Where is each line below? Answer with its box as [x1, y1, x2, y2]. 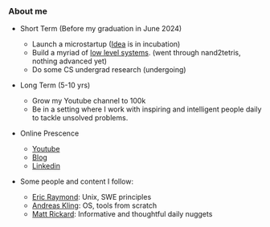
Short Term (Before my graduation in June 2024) [19, 24, 182, 34]
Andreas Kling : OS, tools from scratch [31, 201, 157, 210]
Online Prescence [19, 128, 80, 138]
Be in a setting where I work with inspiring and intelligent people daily [31, 104, 262, 114]
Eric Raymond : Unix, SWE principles [31, 193, 152, 202]
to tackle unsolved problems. [31, 113, 129, 123]
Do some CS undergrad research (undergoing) [31, 65, 186, 75]
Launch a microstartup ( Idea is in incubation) [31, 39, 181, 49]
